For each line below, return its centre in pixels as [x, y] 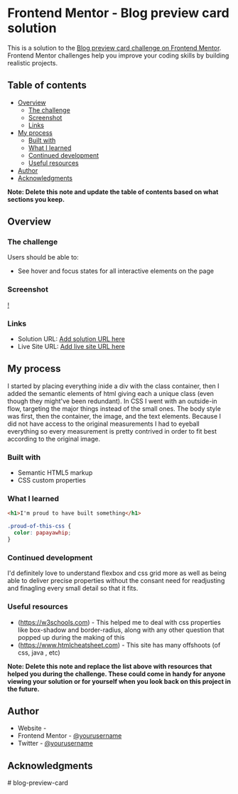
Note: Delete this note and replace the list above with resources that [110, 666]
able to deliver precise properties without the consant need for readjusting [116, 581]
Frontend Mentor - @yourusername [70, 736]
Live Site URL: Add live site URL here [71, 347]
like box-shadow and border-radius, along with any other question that [121, 630]
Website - [32, 728]
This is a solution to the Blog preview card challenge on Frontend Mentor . [114, 48]
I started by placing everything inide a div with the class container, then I [113, 386]
